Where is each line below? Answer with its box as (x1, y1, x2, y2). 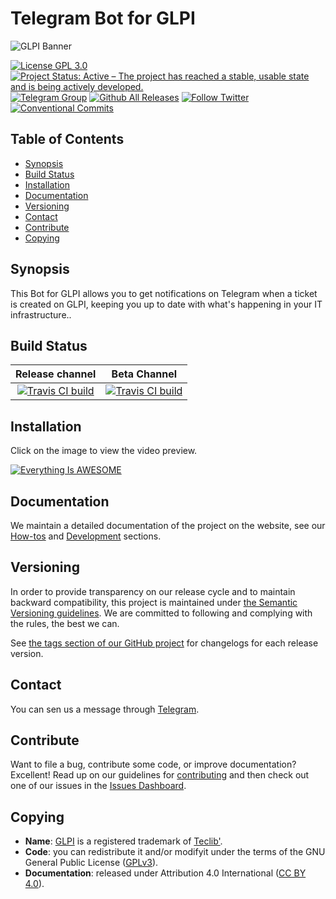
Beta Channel (111, 367, 178, 381)
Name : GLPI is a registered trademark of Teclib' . (24, 835, 223, 847)
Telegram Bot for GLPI (10, 7, 196, 30)
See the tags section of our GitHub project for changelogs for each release (10, 637, 319, 649)
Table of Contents (10, 131, 125, 148)
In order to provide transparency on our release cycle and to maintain (10, 585, 296, 597)
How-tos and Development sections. (10, 530, 162, 542)
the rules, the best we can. (10, 617, 120, 629)
